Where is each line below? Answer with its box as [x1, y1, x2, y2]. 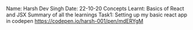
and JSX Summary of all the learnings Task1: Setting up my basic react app [6, 11, 188, 18]
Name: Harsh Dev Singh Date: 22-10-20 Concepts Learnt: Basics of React [6, 5, 185, 12]
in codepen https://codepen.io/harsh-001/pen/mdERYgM [6, 18, 144, 24]
